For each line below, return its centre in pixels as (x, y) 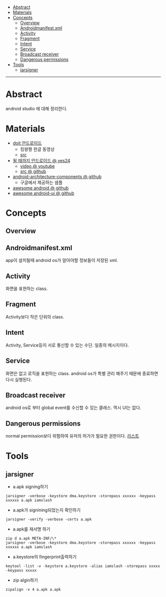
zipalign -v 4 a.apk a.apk (33, 590)
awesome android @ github (41, 188)
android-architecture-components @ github (57, 176)
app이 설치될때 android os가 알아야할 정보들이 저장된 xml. (62, 260)
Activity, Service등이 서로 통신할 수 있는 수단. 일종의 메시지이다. (67, 345)
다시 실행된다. (19, 379)
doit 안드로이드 (27, 143)
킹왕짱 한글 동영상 (37, 149)
